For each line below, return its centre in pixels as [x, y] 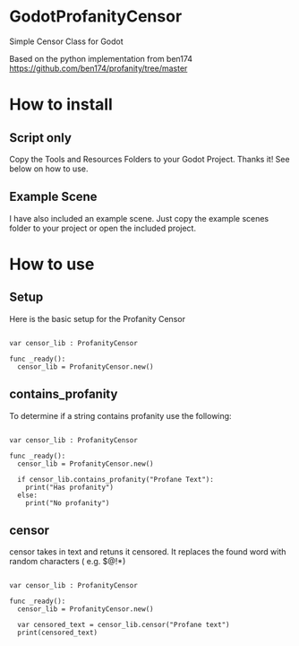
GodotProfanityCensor [96, 17]
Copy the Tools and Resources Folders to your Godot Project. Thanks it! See [149, 159]
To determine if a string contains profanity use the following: [120, 415]
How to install [61, 105]
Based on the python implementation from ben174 [101, 58]
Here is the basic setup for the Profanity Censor [98, 319]
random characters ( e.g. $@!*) [68, 562]
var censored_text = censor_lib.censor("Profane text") [124, 625]
